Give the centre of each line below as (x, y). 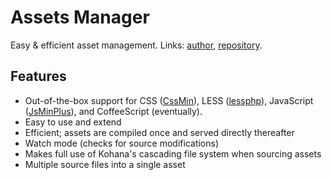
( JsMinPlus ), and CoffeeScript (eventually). (113, 111)
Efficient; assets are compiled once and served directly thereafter (159, 132)
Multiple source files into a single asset (105, 164)
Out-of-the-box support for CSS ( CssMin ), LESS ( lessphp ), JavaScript (169, 100)
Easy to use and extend (73, 122)
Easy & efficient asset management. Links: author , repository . (136, 45)
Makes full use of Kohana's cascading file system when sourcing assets (173, 153)
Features (38, 76)
